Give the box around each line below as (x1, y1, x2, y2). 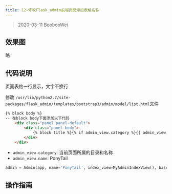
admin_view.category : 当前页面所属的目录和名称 (12, 149, 113, 156)
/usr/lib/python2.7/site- (15, 95, 71, 101)
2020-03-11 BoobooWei (17, 22, 68, 28)
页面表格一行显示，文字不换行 (5, 83, 68, 90)
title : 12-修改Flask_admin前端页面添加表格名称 (5, 7, 100, 13)
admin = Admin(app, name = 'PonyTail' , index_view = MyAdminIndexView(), (5, 165, 157, 170)
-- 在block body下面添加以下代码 (5, 116, 70, 121)
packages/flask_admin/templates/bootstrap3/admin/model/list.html (5, 102, 150, 107)
